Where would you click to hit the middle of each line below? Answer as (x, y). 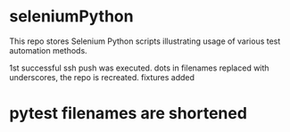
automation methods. (48, 50)
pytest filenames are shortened (128, 114)
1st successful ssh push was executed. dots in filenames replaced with (139, 68)
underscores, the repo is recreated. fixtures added (102, 77)
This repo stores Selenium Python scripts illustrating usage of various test (145, 41)
